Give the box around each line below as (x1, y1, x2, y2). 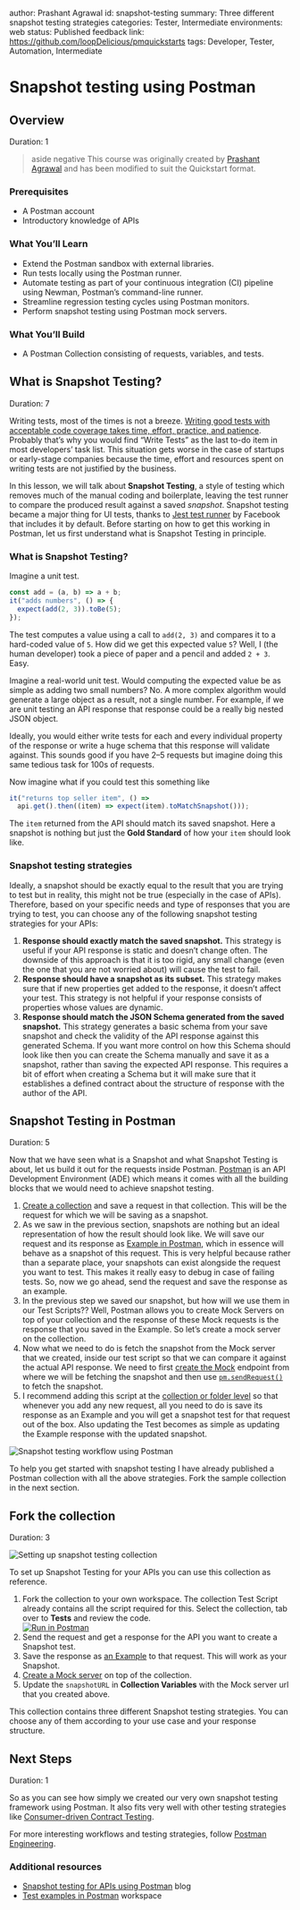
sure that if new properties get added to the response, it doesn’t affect (21, 982, 281, 993)
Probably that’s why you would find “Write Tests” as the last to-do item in (9, 434, 279, 445)
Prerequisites (9, 185, 69, 198)
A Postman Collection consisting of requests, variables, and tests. (21, 348, 264, 359)
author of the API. (21, 1087, 87, 1098)
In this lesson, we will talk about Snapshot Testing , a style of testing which (9, 480, 285, 491)
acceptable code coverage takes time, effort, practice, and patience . (9, 424, 262, 435)
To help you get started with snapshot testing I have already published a (9, 1463, 275, 1474)
